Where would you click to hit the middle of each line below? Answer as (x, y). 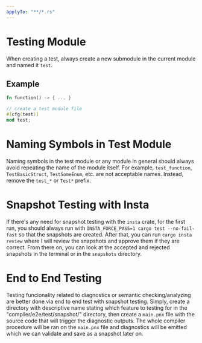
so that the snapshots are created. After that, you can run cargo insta (105, 234)
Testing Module (46, 41)
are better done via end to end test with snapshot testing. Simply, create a (98, 301)
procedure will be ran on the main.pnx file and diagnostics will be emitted (96, 327)
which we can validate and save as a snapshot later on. (75, 333)
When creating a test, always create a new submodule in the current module (101, 59)
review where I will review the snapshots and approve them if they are (93, 241)
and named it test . (30, 65)
